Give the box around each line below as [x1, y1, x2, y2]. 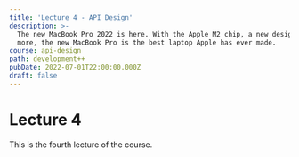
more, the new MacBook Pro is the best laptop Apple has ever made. [17, 37, 277, 47]
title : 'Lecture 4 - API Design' [9, 12, 133, 22]
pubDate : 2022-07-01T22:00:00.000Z [9, 63, 141, 72]
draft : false [9, 71, 58, 80]
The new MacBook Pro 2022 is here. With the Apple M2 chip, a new [17, 29, 269, 38]
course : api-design [9, 46, 82, 55]
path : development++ [9, 54, 86, 63]
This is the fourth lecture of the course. [9, 139, 153, 150]
